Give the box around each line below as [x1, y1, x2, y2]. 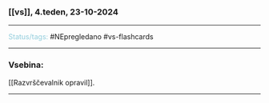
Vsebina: [8, 59, 44, 70]
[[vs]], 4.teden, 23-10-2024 [8, 6, 118, 18]
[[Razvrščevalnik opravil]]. [8, 77, 95, 87]
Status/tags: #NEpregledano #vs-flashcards [8, 32, 154, 42]
